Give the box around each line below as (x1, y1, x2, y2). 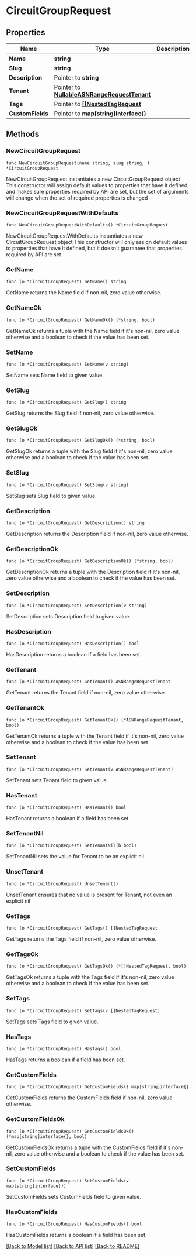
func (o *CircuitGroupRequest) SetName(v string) (6, 361, 129, 367)
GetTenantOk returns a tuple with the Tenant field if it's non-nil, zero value (6, 733, 184, 740)
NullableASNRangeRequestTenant (54, 91, 151, 98)
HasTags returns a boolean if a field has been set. (6, 1056, 125, 1063)
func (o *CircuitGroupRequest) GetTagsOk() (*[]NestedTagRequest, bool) (6, 964, 187, 969)
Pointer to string (54, 74, 99, 81)
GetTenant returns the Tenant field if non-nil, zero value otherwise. (6, 689, 166, 696)
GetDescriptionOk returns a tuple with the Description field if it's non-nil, (6, 569, 180, 576)
